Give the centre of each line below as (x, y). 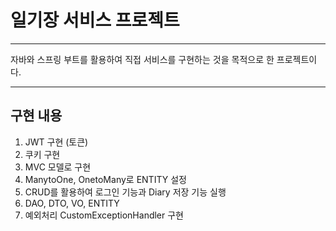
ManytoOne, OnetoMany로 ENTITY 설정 (105, 179)
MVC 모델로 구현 (58, 167)
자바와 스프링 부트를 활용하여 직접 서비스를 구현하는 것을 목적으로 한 (142, 59)
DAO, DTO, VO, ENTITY (72, 203)
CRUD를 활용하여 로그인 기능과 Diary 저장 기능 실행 (125, 192)
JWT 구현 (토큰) (56, 142)
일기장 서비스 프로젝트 (95, 20)
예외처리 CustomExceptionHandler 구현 (104, 215)
